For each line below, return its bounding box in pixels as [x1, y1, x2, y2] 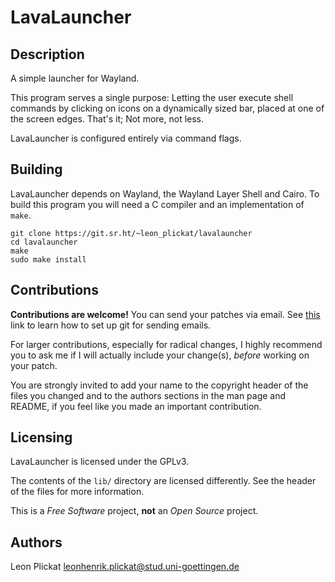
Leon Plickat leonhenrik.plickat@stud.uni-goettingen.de [10, 561, 240, 573]
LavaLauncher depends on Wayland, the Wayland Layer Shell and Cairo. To [10, 187, 320, 200]
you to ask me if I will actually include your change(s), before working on [10, 349, 310, 361]
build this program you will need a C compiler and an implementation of [10, 198, 305, 210]
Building [10, 161, 63, 178]
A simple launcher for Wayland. [10, 72, 140, 84]
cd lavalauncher [10, 237, 78, 247]
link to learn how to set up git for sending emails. [10, 319, 212, 331]
